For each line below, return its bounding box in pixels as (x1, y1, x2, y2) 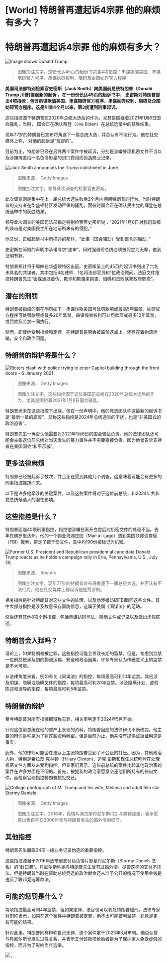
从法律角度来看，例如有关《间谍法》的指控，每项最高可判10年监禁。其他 (5, 674, 154, 680)
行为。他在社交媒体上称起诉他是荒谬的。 (21, 586, 105, 593)
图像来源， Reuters (17, 570, 57, 576)
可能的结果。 (9, 919, 36, 925)
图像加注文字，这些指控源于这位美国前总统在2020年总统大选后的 (17, 391, 151, 397)
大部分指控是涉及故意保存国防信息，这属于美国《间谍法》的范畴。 (9, 603, 145, 609)
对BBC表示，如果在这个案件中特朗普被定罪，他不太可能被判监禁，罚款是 (5, 913, 154, 919)
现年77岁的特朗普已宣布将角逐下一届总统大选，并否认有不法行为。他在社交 (5, 132, 159, 138)
